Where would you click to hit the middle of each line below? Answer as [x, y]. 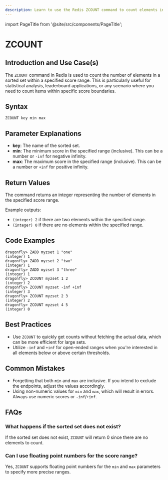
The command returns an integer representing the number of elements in [80, 195]
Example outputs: [23, 210]
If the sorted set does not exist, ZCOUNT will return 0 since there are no [77, 437]
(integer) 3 [17, 291]
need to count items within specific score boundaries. [60, 91]
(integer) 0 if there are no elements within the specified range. [78, 225]
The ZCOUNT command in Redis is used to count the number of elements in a [83, 75]
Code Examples [30, 241]
